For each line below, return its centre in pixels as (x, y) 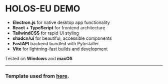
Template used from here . (37, 76)
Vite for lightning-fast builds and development (60, 49)
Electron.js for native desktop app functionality (61, 22)
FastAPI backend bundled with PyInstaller (55, 43)
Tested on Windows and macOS (39, 58)
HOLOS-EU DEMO (43, 9)
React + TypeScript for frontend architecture (59, 27)
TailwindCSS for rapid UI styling (45, 33)
